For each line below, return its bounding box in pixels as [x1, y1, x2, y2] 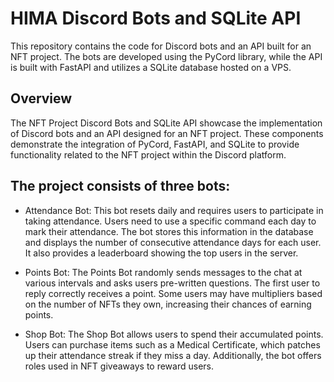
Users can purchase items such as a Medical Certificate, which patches [24, 338, 321, 351]
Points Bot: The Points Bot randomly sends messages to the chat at [24, 266, 303, 278]
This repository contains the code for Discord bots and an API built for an [10, 40, 312, 52]
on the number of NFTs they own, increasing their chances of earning [24, 298, 312, 310]
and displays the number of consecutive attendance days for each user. [24, 236, 322, 248]
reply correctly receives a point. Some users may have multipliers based [24, 287, 323, 299]
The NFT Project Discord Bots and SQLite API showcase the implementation [10, 117, 323, 129]
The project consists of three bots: [10, 178, 231, 195]
